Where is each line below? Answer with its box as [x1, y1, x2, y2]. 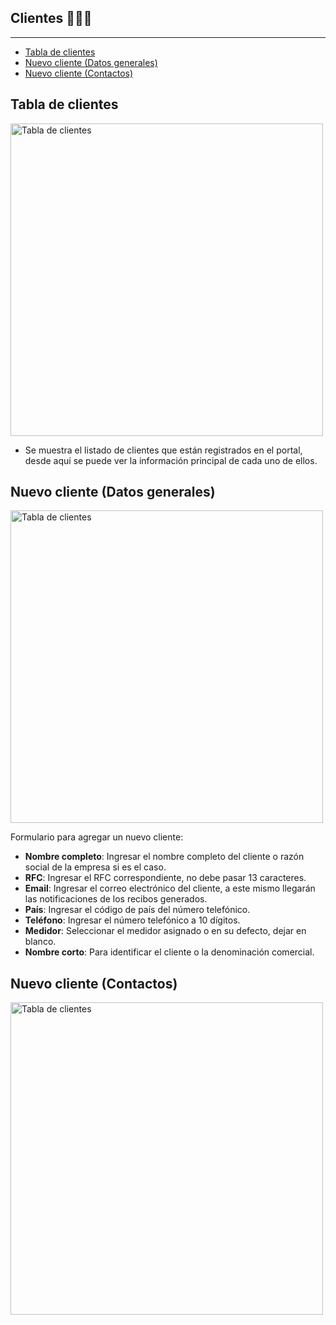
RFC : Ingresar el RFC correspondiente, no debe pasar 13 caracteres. [24, 872, 307, 884]
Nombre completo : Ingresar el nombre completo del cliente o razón [24, 851, 305, 863]
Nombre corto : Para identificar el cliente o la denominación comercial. [24, 946, 315, 958]
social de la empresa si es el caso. [24, 861, 167, 873]
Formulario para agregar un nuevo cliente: [10, 831, 184, 843]
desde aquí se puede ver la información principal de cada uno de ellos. [24, 454, 318, 466]
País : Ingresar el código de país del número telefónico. [24, 904, 251, 916]
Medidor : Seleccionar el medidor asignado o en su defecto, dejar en [24, 925, 307, 937]
